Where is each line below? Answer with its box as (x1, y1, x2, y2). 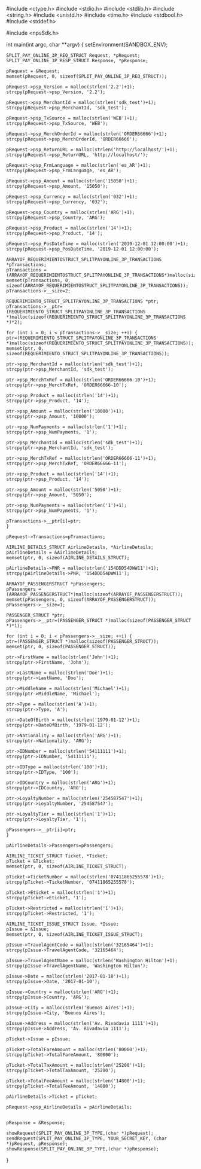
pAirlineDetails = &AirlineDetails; (6, 550, 98, 555)
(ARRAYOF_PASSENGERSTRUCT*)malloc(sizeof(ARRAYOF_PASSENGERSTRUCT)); (6, 591, 184, 597)
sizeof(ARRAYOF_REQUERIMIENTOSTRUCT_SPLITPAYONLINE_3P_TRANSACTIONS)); (6, 283, 188, 289)
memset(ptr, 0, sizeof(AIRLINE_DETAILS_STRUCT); (6, 555, 130, 561)
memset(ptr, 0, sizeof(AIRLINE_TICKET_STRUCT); (6, 863, 127, 869)
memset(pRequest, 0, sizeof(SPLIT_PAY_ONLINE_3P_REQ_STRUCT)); (6, 74, 167, 80)
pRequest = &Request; (6, 68, 60, 74)
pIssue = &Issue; (6, 926, 50, 932)
